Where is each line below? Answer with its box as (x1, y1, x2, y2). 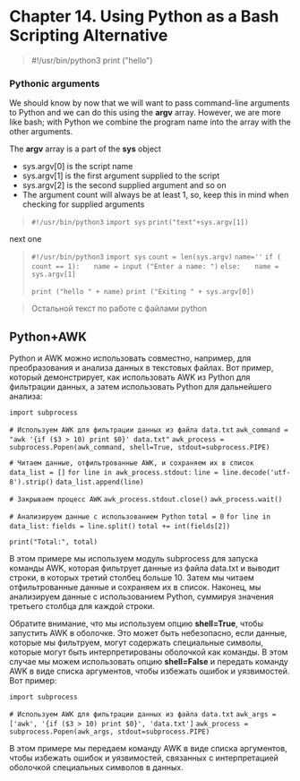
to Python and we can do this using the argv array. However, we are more (9, 107, 281, 118)
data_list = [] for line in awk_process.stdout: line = (9, 468, 219, 477)
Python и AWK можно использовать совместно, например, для (9, 353, 252, 364)
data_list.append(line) (55, 477, 145, 487)
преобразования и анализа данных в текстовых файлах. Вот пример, (9, 363, 274, 373)
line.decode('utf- (222, 468, 291, 477)
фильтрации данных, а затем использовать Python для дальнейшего (9, 382, 272, 392)
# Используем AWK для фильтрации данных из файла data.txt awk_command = (9, 425, 288, 435)
